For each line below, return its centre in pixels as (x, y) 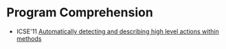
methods (29, 38)
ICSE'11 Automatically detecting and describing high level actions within (117, 31)
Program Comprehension (80, 13)
